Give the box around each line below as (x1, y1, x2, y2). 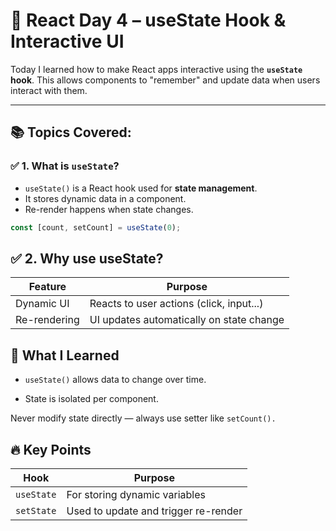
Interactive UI (10, 30, 125, 53)
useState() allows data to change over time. (24, 374, 207, 386)
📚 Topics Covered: (10, 124, 132, 141)
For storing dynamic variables (66, 487, 206, 501)
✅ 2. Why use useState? (10, 250, 164, 267)
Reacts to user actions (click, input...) (89, 297, 264, 311)
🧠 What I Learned (10, 347, 120, 364)
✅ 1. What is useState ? (10, 159, 120, 173)
